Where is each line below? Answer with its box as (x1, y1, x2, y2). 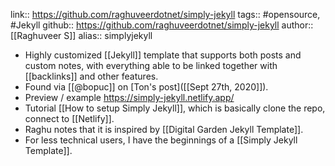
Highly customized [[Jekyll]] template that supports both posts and (24, 49, 302, 61)
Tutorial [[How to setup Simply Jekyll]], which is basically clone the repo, (24, 102, 326, 114)
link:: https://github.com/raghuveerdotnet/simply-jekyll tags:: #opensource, (10, 9, 321, 20)
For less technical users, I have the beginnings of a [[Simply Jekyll (24, 134, 298, 146)
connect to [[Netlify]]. (24, 113, 115, 124)
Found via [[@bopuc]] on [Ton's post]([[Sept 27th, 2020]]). (24, 81, 269, 93)
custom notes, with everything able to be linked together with (24, 60, 278, 71)
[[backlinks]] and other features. (24, 70, 159, 82)
